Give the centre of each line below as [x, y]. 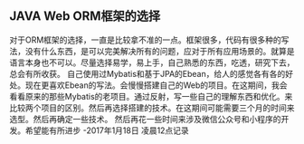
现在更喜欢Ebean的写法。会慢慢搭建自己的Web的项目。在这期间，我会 [156, 85]
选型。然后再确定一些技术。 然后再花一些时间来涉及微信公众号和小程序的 [145, 119]
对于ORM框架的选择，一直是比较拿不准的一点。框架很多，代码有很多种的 [146, 40]
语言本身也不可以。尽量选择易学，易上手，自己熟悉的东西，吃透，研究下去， [152, 62]
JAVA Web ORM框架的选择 [85, 16]
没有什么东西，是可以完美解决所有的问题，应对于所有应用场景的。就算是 [160, 51]
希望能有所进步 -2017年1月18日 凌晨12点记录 [107, 130]
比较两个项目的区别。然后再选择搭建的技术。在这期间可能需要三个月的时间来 [152, 108]
